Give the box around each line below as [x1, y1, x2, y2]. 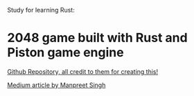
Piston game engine [7, 45, 124, 61]
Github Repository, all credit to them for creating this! [7, 67, 159, 75]
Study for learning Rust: [7, 6, 75, 14]
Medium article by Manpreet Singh [7, 81, 106, 89]
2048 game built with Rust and [7, 30, 188, 46]
